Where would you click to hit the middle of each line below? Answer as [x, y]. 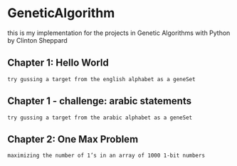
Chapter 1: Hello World [58, 63]
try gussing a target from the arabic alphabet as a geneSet [100, 118]
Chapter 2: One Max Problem [73, 139]
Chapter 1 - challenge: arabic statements [100, 101]
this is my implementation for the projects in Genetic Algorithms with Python [119, 33]
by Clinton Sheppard [37, 40]
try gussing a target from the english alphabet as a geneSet [101, 79]
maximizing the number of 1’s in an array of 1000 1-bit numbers [106, 156]
